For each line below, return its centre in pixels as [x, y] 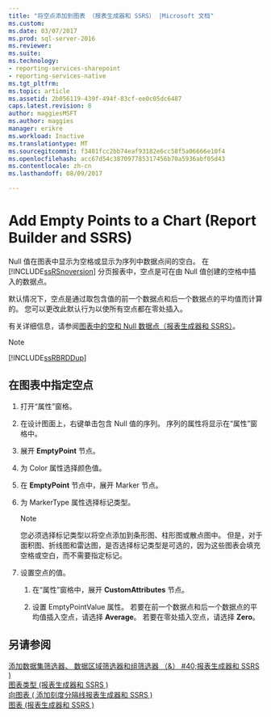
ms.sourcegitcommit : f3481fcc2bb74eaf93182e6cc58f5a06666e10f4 [117, 151]
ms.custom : [27, 23]
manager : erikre [35, 129]
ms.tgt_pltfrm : [34, 83]
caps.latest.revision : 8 [50, 106]
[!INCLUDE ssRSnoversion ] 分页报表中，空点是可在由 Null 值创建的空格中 [129, 271]
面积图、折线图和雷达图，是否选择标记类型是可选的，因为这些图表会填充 [140, 545]
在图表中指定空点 [51, 385]
